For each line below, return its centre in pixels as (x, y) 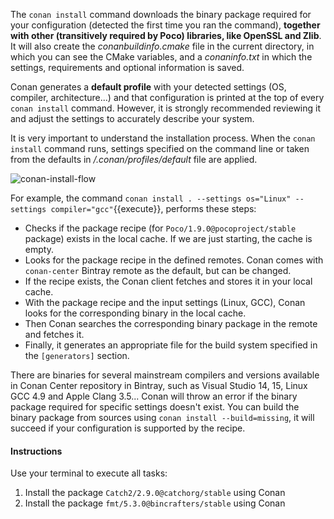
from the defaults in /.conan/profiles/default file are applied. (134, 159)
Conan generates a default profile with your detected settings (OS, (148, 87)
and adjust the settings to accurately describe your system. (132, 118)
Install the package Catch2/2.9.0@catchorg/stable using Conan (155, 493)
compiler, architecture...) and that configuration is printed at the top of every (167, 97)
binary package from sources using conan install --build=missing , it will (162, 417)
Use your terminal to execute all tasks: (89, 473)
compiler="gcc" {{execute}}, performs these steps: (153, 208)
